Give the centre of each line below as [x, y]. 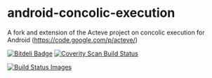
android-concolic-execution [91, 13]
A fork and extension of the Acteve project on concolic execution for [106, 32]
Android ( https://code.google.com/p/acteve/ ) [73, 39]
